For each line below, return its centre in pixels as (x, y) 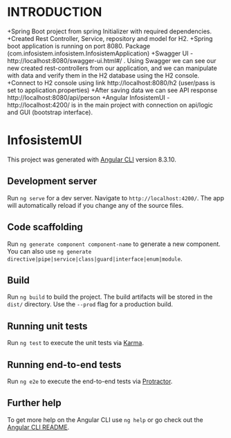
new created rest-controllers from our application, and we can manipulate (112, 68)
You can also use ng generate (49, 251)
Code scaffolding (45, 227)
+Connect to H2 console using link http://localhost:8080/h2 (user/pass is (111, 82)
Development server (52, 181)
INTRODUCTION (55, 12)
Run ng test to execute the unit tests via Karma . (75, 343)
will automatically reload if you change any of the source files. (95, 205)
